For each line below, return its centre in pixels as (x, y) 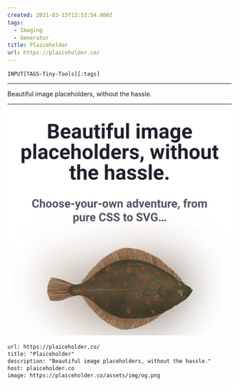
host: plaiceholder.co (41, 368)
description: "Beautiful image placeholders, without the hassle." (110, 361)
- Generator (32, 38)
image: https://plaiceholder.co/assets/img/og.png (84, 375)
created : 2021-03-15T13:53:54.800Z (60, 15)
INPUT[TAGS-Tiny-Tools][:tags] (54, 74)
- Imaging (28, 30)
